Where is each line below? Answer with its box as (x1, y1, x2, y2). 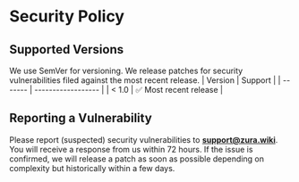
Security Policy (9, 6, 125, 27)
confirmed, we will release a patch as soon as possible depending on (9, 153, 264, 164)
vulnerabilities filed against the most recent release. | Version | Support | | (9, 75, 281, 86)
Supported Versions (9, 42, 124, 57)
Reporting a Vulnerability (9, 111, 152, 126)
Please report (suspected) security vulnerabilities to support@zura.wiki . (9, 134, 278, 145)
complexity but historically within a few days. (9, 162, 175, 173)
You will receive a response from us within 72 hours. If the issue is (9, 144, 253, 154)
